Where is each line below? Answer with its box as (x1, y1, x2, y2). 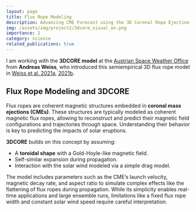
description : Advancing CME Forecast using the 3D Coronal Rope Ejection (6, 19, 190, 25)
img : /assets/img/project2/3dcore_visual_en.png (6, 25, 127, 31)
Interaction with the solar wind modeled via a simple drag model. (14, 162, 171, 169)
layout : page (6, 8, 38, 15)
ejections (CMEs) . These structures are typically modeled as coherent (6, 108, 177, 115)
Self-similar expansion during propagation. (14, 155, 118, 162)
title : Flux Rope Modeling (6, 14, 72, 20)
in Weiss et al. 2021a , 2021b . (6, 70, 75, 77)
